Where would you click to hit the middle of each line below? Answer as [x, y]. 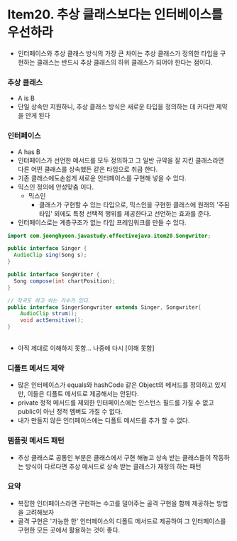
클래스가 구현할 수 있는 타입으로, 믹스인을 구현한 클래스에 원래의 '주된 [134, 204]
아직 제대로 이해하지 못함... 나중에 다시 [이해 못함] [86, 348]
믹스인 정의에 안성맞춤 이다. [56, 187]
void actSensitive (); [52, 320]
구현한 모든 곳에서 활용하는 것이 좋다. [69, 530]
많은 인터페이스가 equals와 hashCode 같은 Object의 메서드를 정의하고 [115, 385]
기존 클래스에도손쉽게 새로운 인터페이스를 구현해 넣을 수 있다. [102, 177]
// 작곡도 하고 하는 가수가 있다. [49, 300]
